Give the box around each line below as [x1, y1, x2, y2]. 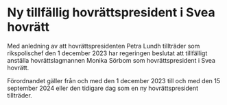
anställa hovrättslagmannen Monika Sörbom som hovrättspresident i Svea [7, 56, 216, 64]
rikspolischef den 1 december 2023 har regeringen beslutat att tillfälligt [7, 49, 208, 57]
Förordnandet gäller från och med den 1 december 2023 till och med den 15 [7, 76, 221, 85]
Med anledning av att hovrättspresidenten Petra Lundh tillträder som [7, 42, 200, 50]
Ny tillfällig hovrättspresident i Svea [7, 5, 215, 20]
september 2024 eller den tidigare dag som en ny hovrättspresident [7, 84, 199, 92]
